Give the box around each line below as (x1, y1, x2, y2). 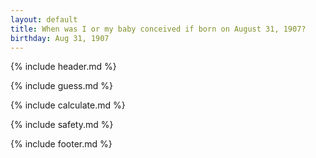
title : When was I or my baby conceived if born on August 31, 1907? (10, 24, 307, 34)
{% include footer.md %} (10, 138, 113, 150)
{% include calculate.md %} (10, 99, 126, 111)
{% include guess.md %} (10, 80, 113, 92)
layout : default (10, 14, 78, 25)
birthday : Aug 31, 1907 (10, 33, 110, 43)
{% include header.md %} (10, 61, 117, 73)
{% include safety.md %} (10, 119, 114, 131)
